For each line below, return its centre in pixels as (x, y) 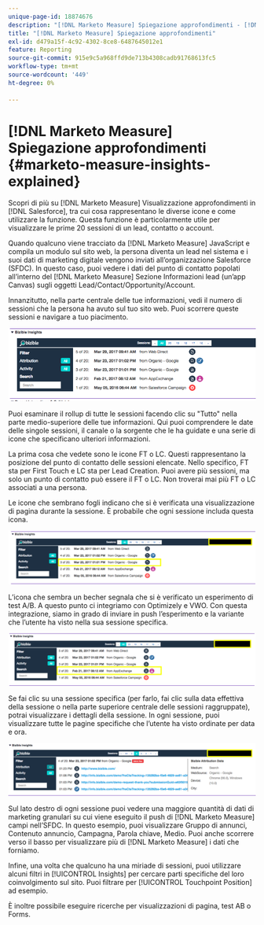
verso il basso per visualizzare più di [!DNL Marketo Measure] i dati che (124, 842)
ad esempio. (28, 890)
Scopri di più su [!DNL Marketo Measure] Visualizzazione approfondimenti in (132, 203)
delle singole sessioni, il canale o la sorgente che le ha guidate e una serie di (132, 431)
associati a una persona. (48, 488)
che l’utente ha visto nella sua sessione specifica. (88, 622)
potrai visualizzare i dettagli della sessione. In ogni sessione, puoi (114, 715)
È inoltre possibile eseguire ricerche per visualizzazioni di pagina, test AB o (130, 905)
